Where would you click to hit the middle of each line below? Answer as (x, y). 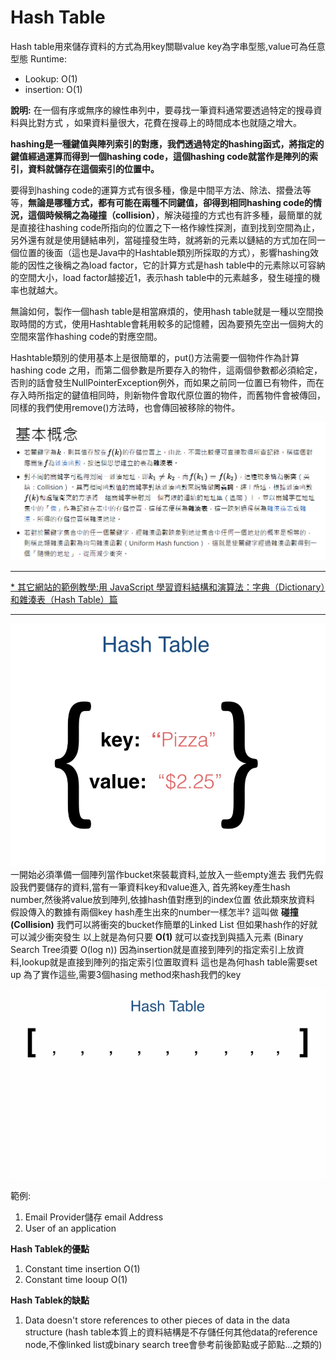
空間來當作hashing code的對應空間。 (86, 336)
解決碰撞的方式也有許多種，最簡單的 (239, 215)
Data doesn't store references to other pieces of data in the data (157, 1320)
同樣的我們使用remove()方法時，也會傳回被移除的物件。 (125, 407)
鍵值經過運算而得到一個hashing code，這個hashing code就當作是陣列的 (160, 156)
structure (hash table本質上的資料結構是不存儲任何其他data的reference (171, 1332)
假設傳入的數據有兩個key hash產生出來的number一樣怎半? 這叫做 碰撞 (154, 912)
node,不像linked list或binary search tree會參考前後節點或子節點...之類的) (173, 1345)
